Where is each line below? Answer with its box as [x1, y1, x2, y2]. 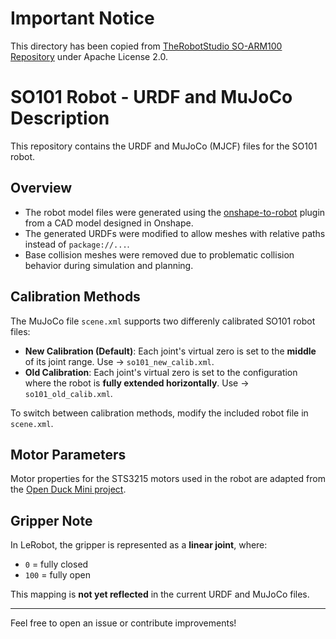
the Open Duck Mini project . [10, 483, 127, 496]
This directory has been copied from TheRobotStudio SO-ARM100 [10, 40, 283, 52]
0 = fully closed [24, 558, 89, 571]
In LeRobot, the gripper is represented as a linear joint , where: [10, 539, 268, 551]
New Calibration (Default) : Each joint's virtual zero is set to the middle [24, 345, 317, 357]
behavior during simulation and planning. [24, 259, 194, 271]
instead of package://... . [24, 238, 130, 250]
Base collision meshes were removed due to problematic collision [24, 248, 295, 261]
